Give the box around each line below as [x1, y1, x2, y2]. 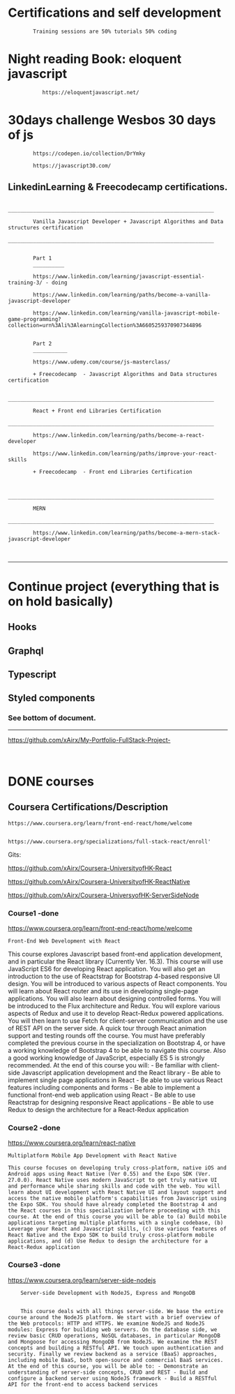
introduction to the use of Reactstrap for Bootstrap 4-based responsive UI [8, 972, 220, 980]
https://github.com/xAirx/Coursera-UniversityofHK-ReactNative [8, 877, 190, 885]
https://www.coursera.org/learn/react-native [8, 1139, 136, 1147]
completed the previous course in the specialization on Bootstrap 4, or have [8, 1038, 226, 1047]
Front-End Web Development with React [8, 937, 121, 945]
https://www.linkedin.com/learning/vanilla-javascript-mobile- [33, 309, 220, 317]
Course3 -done [8, 1260, 61, 1270]
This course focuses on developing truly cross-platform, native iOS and [8, 1164, 227, 1171]
